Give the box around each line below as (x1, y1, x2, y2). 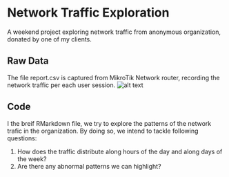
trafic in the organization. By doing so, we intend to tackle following (7, 127, 199, 135)
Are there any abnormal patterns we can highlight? (17, 162, 161, 170)
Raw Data (7, 55, 50, 67)
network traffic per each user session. (7, 81, 116, 89)
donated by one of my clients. (7, 35, 92, 43)
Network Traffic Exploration (7, 5, 170, 21)
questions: (7, 133, 37, 142)
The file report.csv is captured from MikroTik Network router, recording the (7, 73, 221, 82)
